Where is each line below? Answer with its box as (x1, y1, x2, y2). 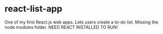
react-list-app (4, 3, 62, 14)
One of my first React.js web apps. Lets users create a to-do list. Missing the (4, 19, 159, 25)
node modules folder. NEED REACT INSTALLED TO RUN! (4, 24, 118, 30)
